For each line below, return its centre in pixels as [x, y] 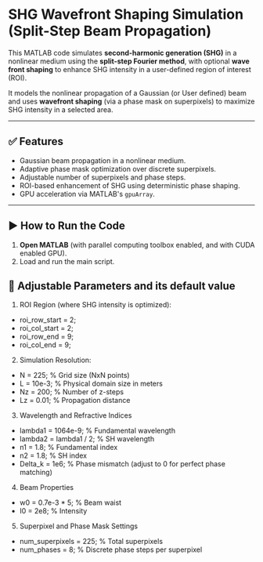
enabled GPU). [43, 253]
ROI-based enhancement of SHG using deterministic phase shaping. [130, 185]
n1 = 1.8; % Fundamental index [68, 448]
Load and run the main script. [67, 261]
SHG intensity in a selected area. [61, 109]
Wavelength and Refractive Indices [76, 415]
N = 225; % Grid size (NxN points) [75, 375]
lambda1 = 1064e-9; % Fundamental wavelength [97, 431]
